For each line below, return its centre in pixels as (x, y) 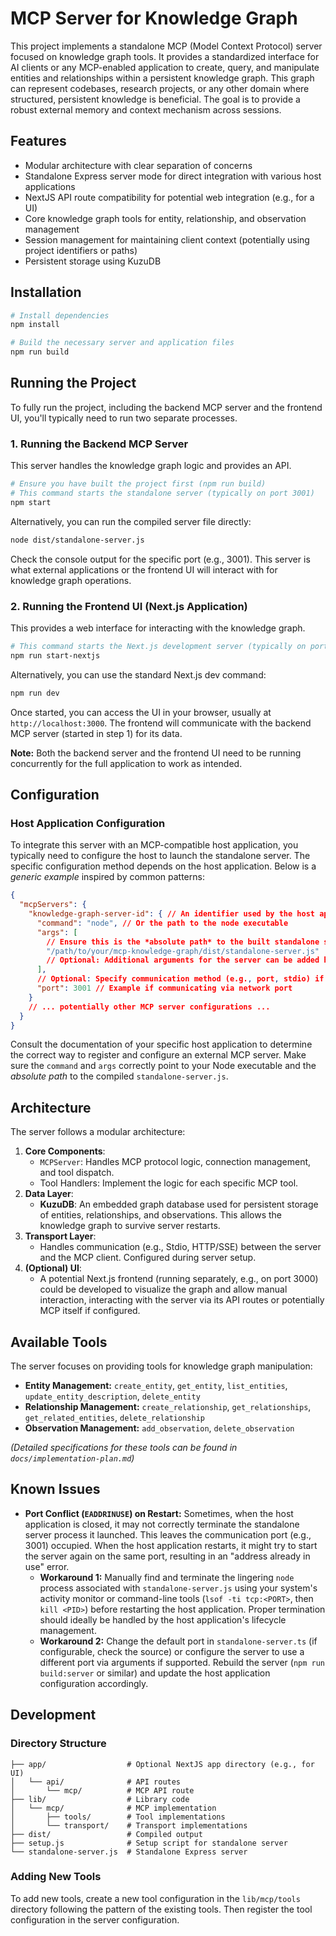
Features (38, 141)
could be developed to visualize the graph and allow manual (163, 1289)
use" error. (47, 1566)
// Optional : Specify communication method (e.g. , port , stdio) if (180, 979)
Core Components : (65, 1151)
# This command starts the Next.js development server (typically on (158, 646)
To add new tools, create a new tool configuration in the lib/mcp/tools (155, 1898)
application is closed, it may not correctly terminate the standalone (162, 1524)
